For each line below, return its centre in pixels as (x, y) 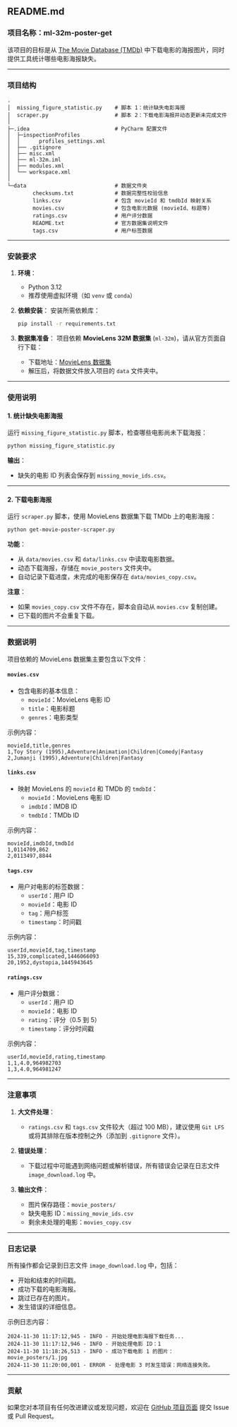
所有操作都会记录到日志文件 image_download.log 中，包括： (93, 1265)
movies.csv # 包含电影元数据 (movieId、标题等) (122, 208)
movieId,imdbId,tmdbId (41, 843)
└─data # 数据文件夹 (78, 186)
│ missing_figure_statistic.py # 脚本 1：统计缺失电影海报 (96, 108)
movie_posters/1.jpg (38, 1357)
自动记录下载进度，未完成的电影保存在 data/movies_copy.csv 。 (109, 577)
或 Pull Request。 (32, 1416)
